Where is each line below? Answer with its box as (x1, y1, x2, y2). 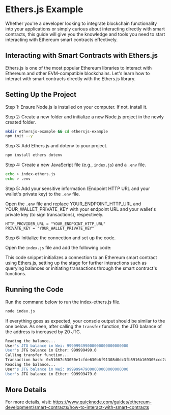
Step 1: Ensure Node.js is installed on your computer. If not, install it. (5, 104, 148, 110)
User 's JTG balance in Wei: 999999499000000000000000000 (5, 343, 129, 348)
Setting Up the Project (5, 90, 77, 99)
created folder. (5, 119, 37, 125)
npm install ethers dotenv (5, 152, 63, 158)
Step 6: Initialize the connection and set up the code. (5, 235, 116, 241)
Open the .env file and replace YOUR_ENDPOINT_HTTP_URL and (5, 201, 141, 207)
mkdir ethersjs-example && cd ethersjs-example (5, 129, 108, 134)
